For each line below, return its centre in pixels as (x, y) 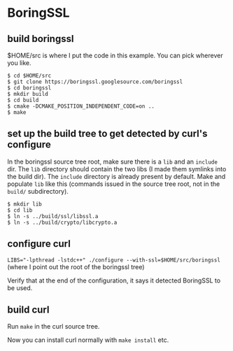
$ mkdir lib (24, 204)
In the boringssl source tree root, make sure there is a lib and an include (113, 162)
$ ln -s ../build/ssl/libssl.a (53, 216)
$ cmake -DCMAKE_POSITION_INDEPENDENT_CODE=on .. (81, 106)
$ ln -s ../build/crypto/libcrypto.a (62, 222)
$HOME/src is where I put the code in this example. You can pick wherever (115, 55)
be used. (20, 287)
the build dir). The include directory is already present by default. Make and (116, 176)
